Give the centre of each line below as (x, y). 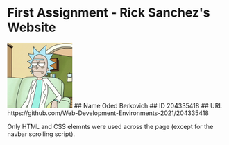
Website (32, 27)
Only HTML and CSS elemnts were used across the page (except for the (110, 126)
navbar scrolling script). (41, 134)
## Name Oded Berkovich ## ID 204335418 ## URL (148, 105)
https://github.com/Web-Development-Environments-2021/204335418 (108, 113)
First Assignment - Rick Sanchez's (109, 13)
